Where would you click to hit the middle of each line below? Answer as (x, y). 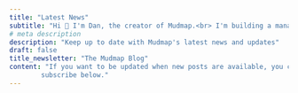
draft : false (33, 50)
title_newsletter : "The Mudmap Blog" (79, 58)
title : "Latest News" (49, 17)
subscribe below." (75, 75)
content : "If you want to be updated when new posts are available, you (146, 67)
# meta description (45, 34)
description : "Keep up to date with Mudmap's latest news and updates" (144, 42)
